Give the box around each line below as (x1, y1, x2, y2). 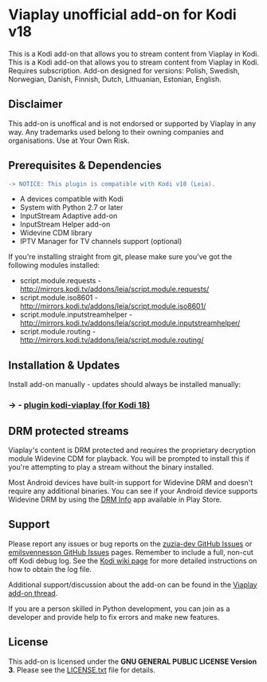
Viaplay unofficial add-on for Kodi (8, 6, 237, 24)
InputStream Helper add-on (19, 219, 111, 229)
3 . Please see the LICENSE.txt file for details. (8, 664, 155, 675)
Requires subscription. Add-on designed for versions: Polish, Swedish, (8, 65, 241, 75)
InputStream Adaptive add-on (19, 211, 118, 221)
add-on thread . (8, 588, 58, 597)
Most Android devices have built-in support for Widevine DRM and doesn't (8, 477, 253, 487)
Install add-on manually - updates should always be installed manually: (8, 380, 241, 389)
